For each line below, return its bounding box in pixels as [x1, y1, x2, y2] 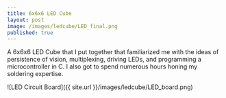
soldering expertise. [7, 70, 64, 78]
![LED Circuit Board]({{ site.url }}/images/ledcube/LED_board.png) [7, 83, 193, 91]
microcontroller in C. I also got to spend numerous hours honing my [7, 62, 198, 71]
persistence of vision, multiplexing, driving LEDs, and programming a [7, 56, 202, 64]
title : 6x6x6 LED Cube [7, 10, 72, 17]
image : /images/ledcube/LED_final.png [7, 23, 118, 29]
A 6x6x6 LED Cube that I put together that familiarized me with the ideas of [7, 48, 219, 56]
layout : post [7, 16, 45, 23]
